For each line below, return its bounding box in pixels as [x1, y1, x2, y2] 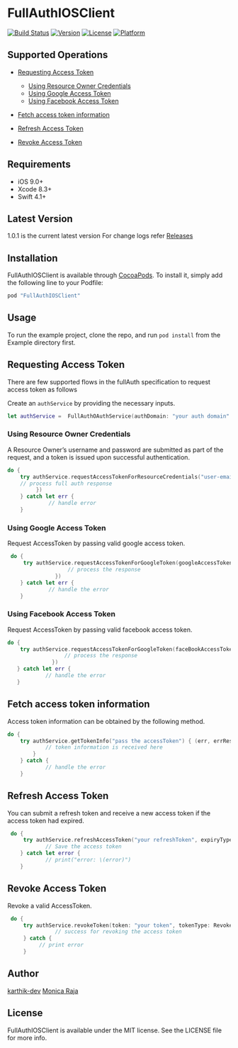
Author [7, 968, 39, 980]
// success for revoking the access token [55, 928, 182, 935]
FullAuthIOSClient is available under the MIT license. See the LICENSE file [7, 1026, 222, 1035]
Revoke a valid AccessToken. [7, 901, 92, 910]
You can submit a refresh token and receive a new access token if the [7, 808, 211, 817]
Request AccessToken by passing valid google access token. [7, 539, 186, 547]
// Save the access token [45, 843, 122, 850]
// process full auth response [20, 480, 113, 487]
